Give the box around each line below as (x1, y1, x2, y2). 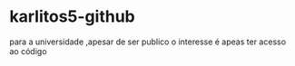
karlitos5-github (9, 6, 135, 27)
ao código (9, 45, 47, 56)
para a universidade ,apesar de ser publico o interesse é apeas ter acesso (9, 36, 287, 47)
